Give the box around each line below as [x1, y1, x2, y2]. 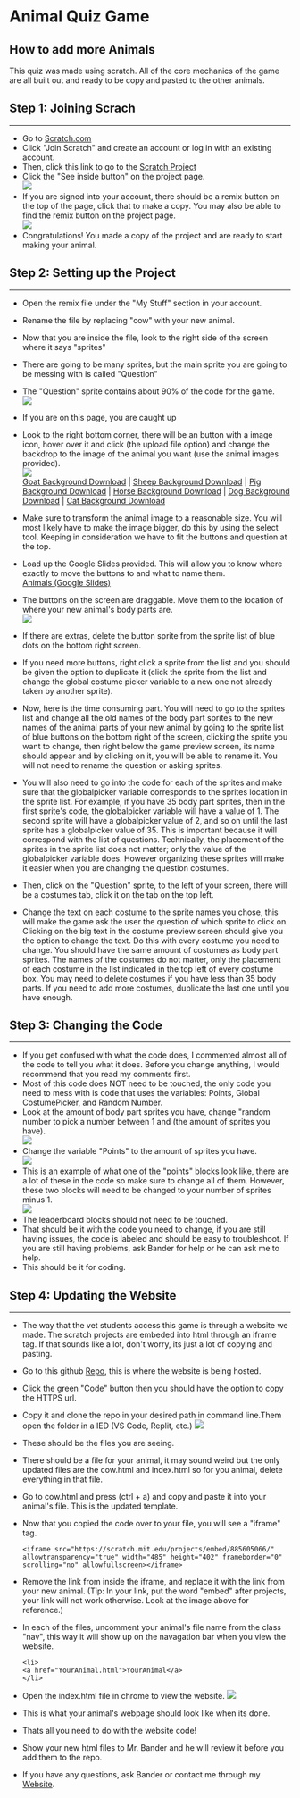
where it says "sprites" [21, 341, 106, 352]
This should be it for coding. [21, 1262, 127, 1273]
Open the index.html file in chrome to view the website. [21, 1691, 225, 1702]
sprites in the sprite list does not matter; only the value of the [21, 843, 247, 854]
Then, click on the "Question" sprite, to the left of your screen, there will [21, 880, 287, 891]
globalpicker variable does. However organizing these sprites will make [21, 853, 285, 864]
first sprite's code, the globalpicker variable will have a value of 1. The [21, 806, 279, 816]
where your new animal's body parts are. [21, 604, 173, 615]
